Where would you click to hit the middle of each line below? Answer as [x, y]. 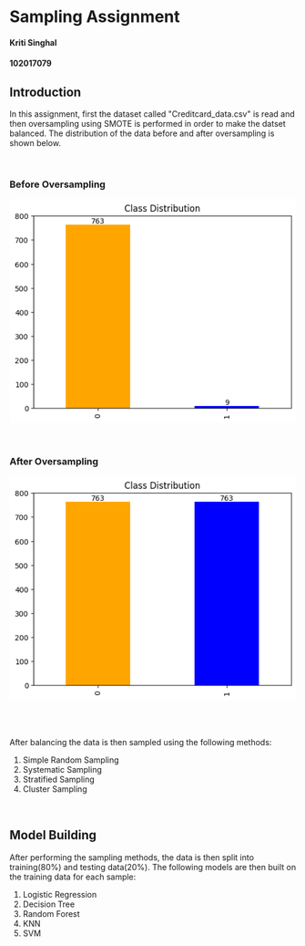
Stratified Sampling [59, 779]
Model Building [53, 835]
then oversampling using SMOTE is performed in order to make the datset [148, 124]
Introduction [46, 92]
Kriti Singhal [33, 42]
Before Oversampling [58, 184]
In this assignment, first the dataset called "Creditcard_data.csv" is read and [152, 114]
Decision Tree [49, 904]
